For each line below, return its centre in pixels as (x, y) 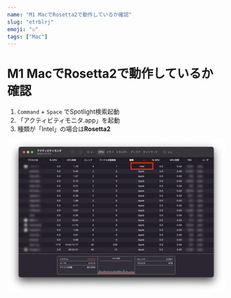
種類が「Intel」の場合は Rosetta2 (64, 129)
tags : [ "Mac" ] (28, 37)
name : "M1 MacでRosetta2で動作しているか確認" (70, 15)
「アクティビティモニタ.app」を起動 (68, 121)
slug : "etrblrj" (30, 22)
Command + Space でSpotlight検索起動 (68, 112)
